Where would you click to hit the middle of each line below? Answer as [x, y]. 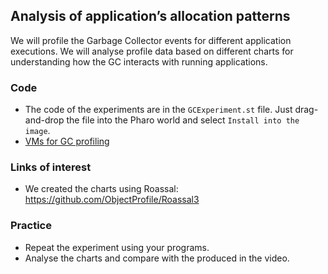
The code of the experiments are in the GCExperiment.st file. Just [158, 110]
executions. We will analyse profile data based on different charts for [152, 51]
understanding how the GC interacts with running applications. [139, 61]
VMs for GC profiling [67, 141]
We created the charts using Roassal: [101, 189]
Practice [31, 226]
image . [37, 131]
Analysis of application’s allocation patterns [150, 16]
